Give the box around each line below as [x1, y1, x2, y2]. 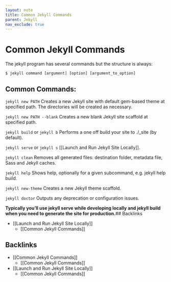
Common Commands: [5, 85, 77, 93]
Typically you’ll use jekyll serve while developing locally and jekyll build [5, 205, 161, 211]
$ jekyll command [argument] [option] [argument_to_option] [5, 71, 136, 76]
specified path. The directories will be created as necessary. [5, 104, 133, 110]
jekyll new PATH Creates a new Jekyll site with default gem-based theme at [5, 98, 165, 104]
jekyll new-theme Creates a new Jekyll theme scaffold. [5, 185, 121, 191]
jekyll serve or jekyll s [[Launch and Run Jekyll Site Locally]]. [5, 145, 140, 150]
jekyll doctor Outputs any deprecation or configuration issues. [5, 195, 139, 201]
